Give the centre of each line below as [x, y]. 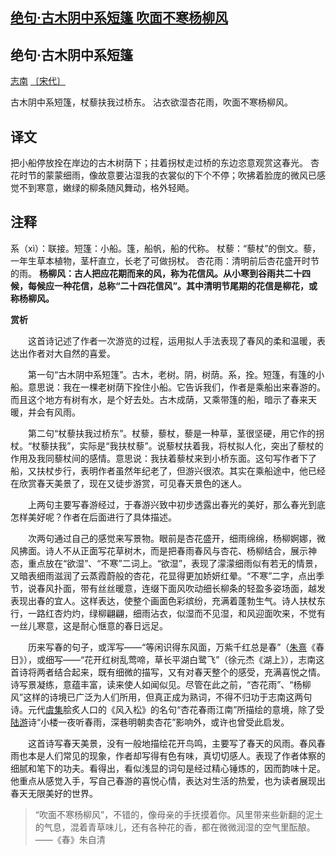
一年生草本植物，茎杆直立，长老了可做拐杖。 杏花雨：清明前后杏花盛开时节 [165, 260]
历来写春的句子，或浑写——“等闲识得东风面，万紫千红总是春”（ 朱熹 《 [172, 647]
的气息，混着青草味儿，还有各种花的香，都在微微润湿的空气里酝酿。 [175, 827]
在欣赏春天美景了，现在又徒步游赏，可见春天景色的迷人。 [128, 483]
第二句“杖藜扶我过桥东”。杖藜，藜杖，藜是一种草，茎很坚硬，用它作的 [172, 433]
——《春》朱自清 [70, 839]
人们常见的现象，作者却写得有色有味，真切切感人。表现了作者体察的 [185, 755]
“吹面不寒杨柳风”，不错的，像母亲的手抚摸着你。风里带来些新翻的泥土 [179, 814]
